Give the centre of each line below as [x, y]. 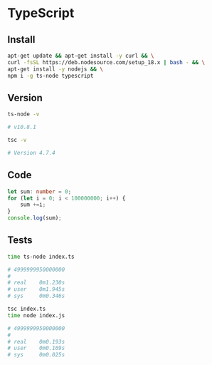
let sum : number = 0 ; [39, 191]
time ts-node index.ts [41, 257]
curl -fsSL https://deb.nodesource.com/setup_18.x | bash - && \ [106, 62]
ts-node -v [23, 114]
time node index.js [36, 315]
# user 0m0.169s [36, 348]
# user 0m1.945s [36, 289]
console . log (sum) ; [35, 218]
